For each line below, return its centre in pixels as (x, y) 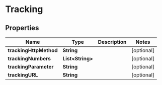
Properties (22, 28)
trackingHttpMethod (33, 50)
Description (112, 42)
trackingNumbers (29, 59)
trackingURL (23, 75)
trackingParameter (31, 67)
